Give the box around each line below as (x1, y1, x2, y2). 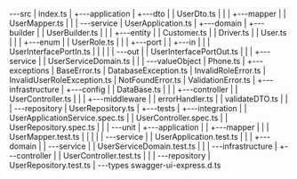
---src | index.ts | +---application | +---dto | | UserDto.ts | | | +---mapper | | (9, 9, 286, 19)
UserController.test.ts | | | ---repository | (62, 151, 211, 160)
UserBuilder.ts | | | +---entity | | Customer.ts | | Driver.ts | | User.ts (45, 28, 287, 37)
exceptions (9, 65, 50, 76)
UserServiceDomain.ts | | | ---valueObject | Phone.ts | (47, 56, 245, 66)
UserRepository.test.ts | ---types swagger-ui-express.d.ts (9, 160, 221, 170)
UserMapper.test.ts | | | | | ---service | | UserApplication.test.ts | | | (9, 132, 253, 142)
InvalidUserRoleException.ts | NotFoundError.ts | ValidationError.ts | (9, 75, 256, 85)
